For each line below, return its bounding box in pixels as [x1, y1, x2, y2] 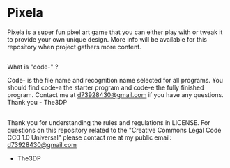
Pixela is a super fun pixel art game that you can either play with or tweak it [7, 28, 223, 36]
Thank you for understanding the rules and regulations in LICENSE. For [7, 118, 210, 126]
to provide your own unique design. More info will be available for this [7, 35, 208, 43]
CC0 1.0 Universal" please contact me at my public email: [7, 133, 172, 142]
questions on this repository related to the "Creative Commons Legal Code [7, 126, 222, 134]
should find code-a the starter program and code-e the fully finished [7, 83, 204, 92]
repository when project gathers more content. [7, 42, 141, 51]
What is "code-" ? [7, 62, 59, 71]
